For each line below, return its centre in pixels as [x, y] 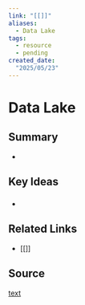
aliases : [23, 23]
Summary [33, 137]
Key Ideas [33, 182]
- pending [32, 53]
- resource [34, 46]
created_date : [32, 61]
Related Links [43, 229]
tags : [17, 38]
